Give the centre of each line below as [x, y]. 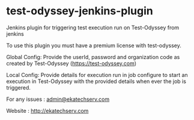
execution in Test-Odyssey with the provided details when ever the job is [96, 81]
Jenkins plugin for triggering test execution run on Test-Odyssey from [93, 27]
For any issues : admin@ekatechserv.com [58, 99]
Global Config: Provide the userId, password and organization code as [93, 57]
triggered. [19, 87]
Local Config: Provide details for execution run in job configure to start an [97, 75]
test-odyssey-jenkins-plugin [80, 11]
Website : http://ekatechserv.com [47, 110]
